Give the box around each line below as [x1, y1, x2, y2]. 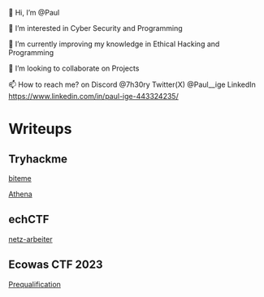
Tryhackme [8, 152, 67, 166]
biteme [8, 174, 32, 183]
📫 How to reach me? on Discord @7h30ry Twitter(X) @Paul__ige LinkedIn [8, 80, 256, 89]
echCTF [8, 213, 50, 226]
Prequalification [8, 279, 61, 289]
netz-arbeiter [8, 234, 53, 243]
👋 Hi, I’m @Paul [8, 8, 60, 17]
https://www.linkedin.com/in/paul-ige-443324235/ [8, 92, 179, 101]
